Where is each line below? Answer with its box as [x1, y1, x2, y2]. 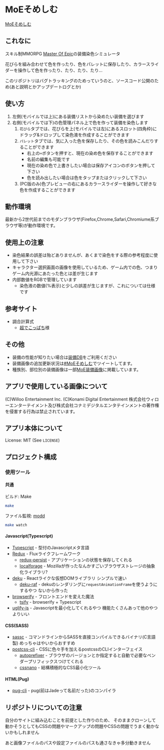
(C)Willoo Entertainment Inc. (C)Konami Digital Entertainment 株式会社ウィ [5, 396, 155, 402]
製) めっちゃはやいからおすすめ [12, 640, 75, 646]
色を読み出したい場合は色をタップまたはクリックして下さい [26, 174, 147, 181]
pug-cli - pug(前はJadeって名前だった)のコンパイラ [12, 688, 117, 694]
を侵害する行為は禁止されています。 [5, 408, 78, 414]
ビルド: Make [5, 493, 32, 499]
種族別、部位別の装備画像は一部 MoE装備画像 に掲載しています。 [12, 366, 141, 372]
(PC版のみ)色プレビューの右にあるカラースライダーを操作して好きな [19, 181, 157, 187]
